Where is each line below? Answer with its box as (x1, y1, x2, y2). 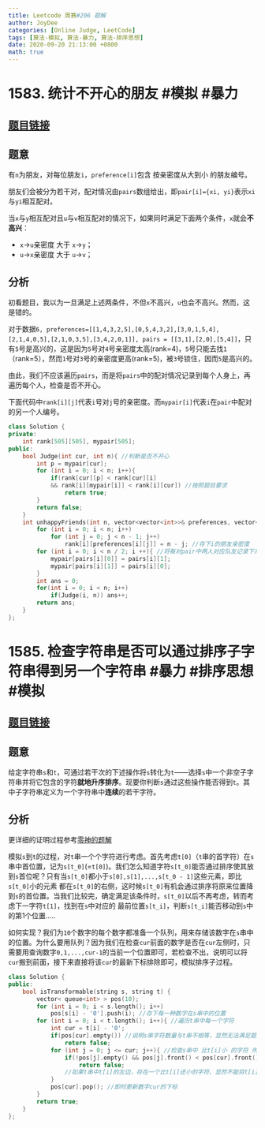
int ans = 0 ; (36, 577, 80, 585)
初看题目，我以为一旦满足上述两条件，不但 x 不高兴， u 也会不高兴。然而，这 (8, 297, 251, 308)
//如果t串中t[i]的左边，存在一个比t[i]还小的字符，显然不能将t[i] (64, 1068, 259, 1077)
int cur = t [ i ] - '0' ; (50, 1025, 125, 1033)
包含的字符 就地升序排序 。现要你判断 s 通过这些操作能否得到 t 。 (42, 778, 244, 787)
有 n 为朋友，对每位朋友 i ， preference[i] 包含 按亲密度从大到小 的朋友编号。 (8, 170, 252, 180)
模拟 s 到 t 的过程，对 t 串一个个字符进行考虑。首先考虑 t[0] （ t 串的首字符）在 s (8, 852, 255, 861)
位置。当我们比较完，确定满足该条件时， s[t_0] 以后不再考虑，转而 (32, 891, 248, 901)
